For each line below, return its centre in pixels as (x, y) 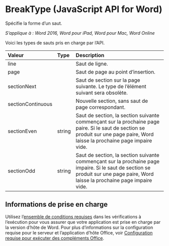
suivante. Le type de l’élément (111, 86)
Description (90, 55)
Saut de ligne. (92, 64)
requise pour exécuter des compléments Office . (55, 238)
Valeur (16, 55)
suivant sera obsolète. (102, 93)
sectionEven (22, 131)
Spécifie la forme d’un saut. (34, 23)
